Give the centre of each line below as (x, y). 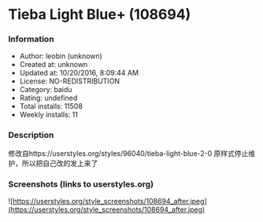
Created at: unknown (54, 65)
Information (31, 39)
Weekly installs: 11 (49, 115)
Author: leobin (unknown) (61, 56)
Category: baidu (46, 90)
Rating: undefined (48, 98)
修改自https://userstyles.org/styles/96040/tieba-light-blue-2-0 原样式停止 (128, 153)
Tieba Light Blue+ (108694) (100, 15)
